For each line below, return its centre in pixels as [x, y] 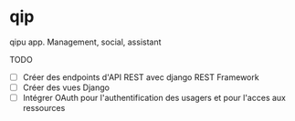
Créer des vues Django [66, 87]
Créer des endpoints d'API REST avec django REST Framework [141, 77]
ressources [44, 108]
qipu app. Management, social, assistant [85, 42]
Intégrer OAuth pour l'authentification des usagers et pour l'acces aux [154, 98]
